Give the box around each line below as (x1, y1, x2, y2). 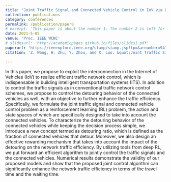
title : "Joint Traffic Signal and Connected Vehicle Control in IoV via (5, 7, 163, 13)
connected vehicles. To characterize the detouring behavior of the (5, 117, 144, 123)
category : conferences (5, 17, 53, 22)
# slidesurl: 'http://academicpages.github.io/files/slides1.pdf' (5, 41, 149, 46)
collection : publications (5, 12, 60, 17)
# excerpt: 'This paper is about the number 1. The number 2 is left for (5, 26, 165, 32)
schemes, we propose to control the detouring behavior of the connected (5, 90, 159, 96)
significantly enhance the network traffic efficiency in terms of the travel (5, 166, 157, 172)
